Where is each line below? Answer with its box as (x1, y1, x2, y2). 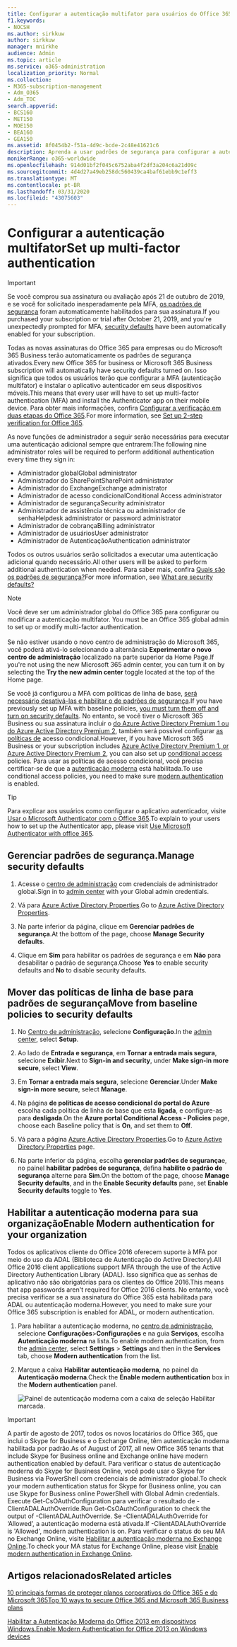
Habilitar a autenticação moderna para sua (7, 1207, 199, 1219)
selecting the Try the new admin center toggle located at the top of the (7, 668, 215, 677)
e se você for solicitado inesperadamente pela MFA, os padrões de (7, 300, 202, 309)
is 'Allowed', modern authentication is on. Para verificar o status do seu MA (7, 1527, 226, 1535)
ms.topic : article (7, 57, 61, 64)
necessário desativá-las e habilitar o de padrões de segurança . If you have (7, 696, 224, 705)
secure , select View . (17, 1063, 79, 1072)
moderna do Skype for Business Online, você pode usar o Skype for (7, 1467, 205, 1475)
